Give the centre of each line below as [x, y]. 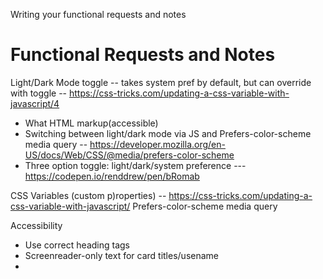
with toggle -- [39, 93]
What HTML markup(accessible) [91, 123]
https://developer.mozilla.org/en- [157, 144]
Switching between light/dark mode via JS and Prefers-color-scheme [168, 133]
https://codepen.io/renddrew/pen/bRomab [112, 176]
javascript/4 [35, 103]
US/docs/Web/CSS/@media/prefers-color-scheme [129, 155]
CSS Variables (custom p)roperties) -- [88, 195]
